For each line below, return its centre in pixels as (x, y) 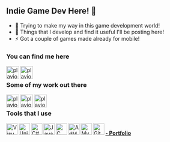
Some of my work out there (47, 85)
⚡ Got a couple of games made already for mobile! (77, 38)
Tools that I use (29, 113)
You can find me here (38, 56)
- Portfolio (118, 133)
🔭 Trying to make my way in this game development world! (87, 25)
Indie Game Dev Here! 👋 (51, 11)
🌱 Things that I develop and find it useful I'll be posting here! (89, 32)
